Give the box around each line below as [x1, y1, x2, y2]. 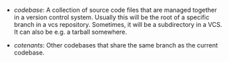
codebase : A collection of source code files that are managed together [13, 6, 217, 14]
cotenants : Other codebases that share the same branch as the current [13, 41, 218, 49]
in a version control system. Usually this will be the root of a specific [13, 13, 210, 21]
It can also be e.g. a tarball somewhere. [13, 28, 127, 36]
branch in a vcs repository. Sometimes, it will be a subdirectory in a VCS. [13, 21, 223, 28]
